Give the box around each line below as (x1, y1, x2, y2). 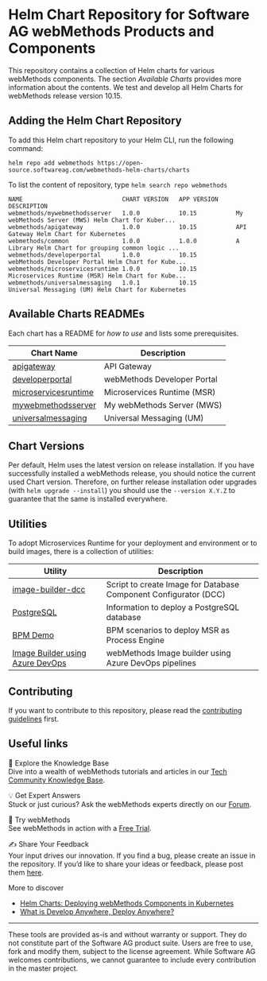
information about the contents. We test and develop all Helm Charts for (8, 82, 244, 92)
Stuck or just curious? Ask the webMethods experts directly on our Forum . (8, 799, 252, 808)
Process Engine (106, 634, 165, 646)
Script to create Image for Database (106, 579, 240, 590)
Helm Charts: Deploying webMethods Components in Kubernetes (19, 898, 234, 908)
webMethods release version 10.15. (8, 91, 123, 100)
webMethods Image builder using (106, 648, 232, 659)
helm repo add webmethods (8, 159, 94, 167)
